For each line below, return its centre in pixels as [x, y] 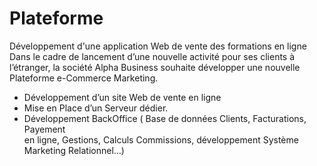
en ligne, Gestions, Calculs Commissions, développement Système [161, 139]
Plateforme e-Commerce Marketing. [84, 78]
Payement [44, 129]
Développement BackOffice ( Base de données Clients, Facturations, [165, 118]
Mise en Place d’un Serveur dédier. [96, 108]
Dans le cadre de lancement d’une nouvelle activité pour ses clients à [152, 56]
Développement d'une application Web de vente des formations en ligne [158, 46]
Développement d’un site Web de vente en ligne [122, 97]
